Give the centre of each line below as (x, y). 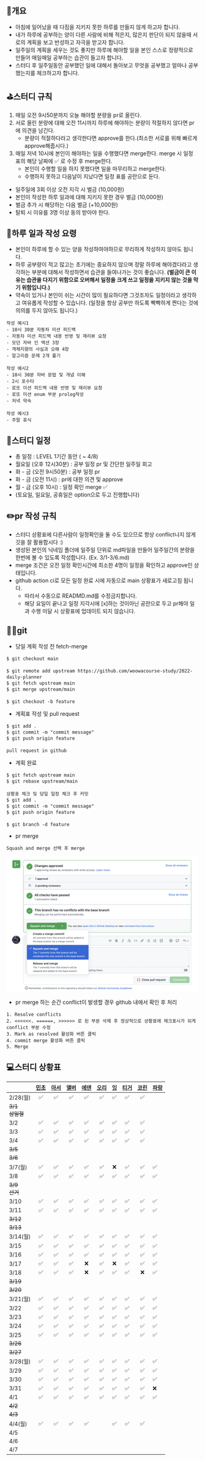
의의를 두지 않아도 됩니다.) (47, 311)
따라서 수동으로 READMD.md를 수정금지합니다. (80, 596)
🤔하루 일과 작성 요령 (42, 234)
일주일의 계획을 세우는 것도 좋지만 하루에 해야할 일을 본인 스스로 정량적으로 (104, 50)
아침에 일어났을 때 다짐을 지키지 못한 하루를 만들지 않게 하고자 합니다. (98, 27)
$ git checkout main (33, 658)
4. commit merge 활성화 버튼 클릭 (46, 1041)
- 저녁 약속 (19, 401)
